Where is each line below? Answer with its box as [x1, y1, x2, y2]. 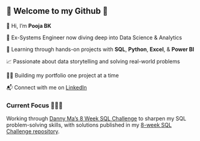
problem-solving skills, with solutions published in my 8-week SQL [6, 122, 172, 129]
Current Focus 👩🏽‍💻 [6, 101, 63, 110]
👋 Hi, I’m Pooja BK [6, 22, 51, 29]
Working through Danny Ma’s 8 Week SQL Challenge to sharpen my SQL [6, 115, 187, 122]
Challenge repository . [6, 128, 60, 135]
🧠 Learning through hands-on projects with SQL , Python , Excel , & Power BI [6, 45, 195, 53]
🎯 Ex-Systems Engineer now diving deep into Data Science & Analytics [6, 34, 182, 41]
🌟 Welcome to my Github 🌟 [6, 6, 108, 16]
